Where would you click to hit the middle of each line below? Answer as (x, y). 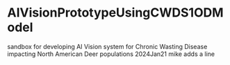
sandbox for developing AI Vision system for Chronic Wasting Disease (107, 46)
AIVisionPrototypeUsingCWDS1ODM (115, 13)
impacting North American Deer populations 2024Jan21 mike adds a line (111, 54)
